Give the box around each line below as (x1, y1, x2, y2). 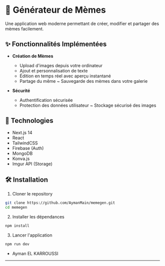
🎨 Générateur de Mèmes (5, 4, 106, 16)
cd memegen (5, 205, 27, 210)
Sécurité (12, 88, 30, 94)
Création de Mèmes (12, 53, 54, 59)
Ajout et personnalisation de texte (19, 68, 88, 73)
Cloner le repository (12, 191, 53, 197)
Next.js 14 (12, 129, 33, 135)
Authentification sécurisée (19, 97, 73, 103)
